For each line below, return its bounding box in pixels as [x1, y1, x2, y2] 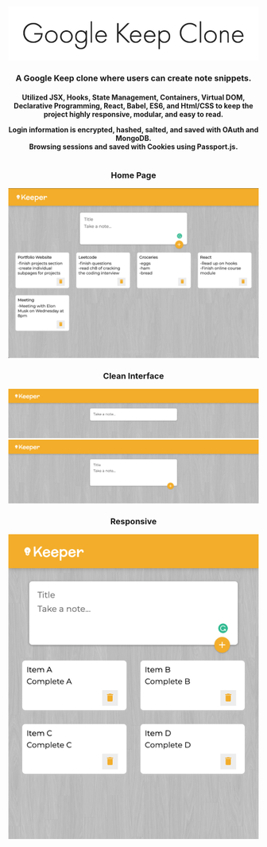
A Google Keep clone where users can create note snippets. [15, 73, 252, 84]
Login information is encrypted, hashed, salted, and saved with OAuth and [8, 124, 259, 134]
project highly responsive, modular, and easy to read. [43, 109, 224, 119]
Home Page [110, 170, 157, 181]
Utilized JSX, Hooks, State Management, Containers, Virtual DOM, [21, 92, 246, 102]
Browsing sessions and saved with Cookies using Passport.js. [29, 142, 238, 151]
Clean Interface [103, 370, 164, 381]
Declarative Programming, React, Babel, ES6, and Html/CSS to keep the [14, 100, 253, 110]
